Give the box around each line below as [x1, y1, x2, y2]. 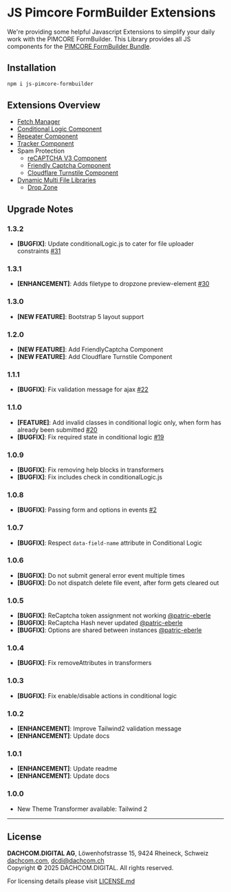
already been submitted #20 [16, 425, 98, 434]
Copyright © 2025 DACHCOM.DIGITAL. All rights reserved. [7, 864, 174, 872]
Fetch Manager [16, 118, 60, 126]
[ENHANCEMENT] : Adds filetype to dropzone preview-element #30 [16, 280, 210, 288]
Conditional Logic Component [16, 125, 102, 133]
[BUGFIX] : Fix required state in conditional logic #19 [16, 433, 164, 441]
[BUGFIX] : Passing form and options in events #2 [16, 505, 157, 514]
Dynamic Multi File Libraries [16, 176, 96, 184]
